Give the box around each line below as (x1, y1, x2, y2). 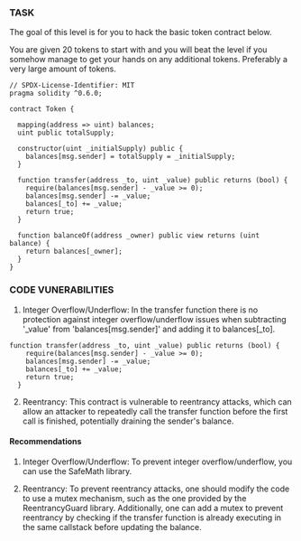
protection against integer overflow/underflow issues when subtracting (22, 313, 287, 324)
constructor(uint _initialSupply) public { (17, 145, 183, 154)
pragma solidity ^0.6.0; (9, 89, 103, 98)
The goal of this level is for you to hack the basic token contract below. (9, 27, 272, 38)
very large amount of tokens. (9, 63, 117, 74)
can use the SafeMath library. (22, 465, 132, 476)
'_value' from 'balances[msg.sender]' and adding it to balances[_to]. (22, 323, 276, 334)
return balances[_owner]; (25, 247, 123, 257)
